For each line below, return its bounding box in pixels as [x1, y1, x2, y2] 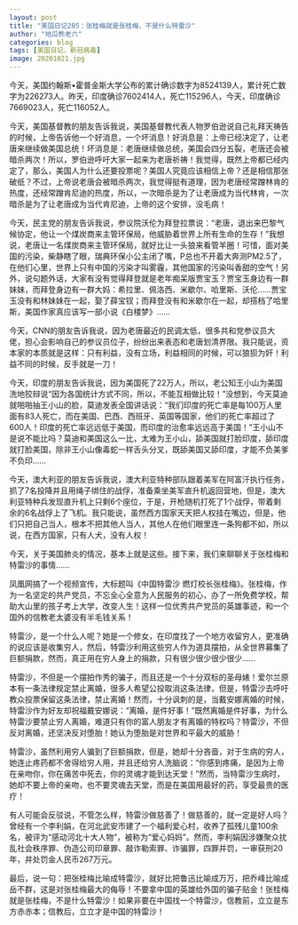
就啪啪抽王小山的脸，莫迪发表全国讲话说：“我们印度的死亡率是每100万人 [9, 400, 275, 410]
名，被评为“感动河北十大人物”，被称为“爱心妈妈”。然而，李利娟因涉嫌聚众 [9, 832, 279, 842]
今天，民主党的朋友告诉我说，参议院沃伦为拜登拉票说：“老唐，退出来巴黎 [9, 218, 278, 227]
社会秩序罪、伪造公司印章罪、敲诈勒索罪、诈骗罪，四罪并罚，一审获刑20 [16, 843, 284, 853]
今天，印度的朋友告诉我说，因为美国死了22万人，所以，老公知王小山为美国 [9, 378, 284, 387]
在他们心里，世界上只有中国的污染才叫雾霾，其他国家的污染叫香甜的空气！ [9, 262, 281, 272]
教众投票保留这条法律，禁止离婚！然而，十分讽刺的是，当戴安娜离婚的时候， [9, 694, 289, 705]
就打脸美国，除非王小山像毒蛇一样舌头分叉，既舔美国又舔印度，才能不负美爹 [9, 444, 289, 454]
